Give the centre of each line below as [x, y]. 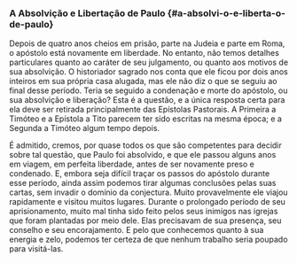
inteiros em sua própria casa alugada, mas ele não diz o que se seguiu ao [143, 81]
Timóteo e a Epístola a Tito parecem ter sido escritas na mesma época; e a [145, 119]
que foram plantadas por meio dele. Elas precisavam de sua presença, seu [145, 220]
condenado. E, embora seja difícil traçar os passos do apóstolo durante [140, 174]
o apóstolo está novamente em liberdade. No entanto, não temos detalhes [144, 53]
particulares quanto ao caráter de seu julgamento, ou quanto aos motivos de [149, 62]
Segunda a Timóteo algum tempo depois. [85, 128]
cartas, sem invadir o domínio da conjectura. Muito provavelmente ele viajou [148, 192]
